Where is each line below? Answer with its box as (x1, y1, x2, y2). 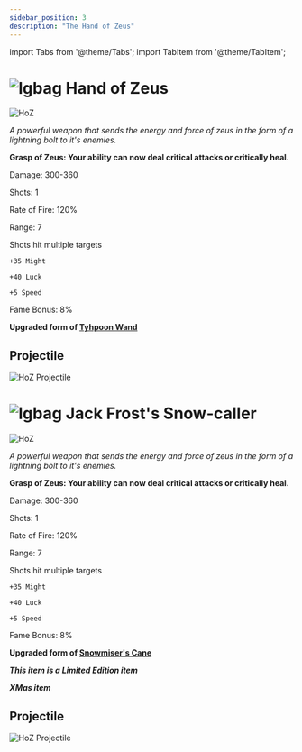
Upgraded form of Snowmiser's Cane (9, 647, 152, 658)
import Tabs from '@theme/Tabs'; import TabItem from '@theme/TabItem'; (9, 46, 287, 57)
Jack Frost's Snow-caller (65, 403, 257, 424)
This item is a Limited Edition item (9, 665, 138, 676)
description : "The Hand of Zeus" (9, 22, 135, 31)
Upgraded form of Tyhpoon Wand (9, 322, 138, 333)
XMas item (9, 683, 51, 693)
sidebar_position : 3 (9, 13, 87, 23)
